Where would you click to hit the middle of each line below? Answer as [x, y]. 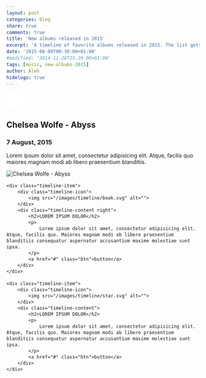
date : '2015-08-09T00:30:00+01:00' [52, 52]
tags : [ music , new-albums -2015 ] [48, 64]
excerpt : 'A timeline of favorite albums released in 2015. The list [97, 45]
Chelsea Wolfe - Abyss [51, 124]
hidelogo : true [26, 77]
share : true [21, 26]
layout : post [23, 13]
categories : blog [29, 19]
